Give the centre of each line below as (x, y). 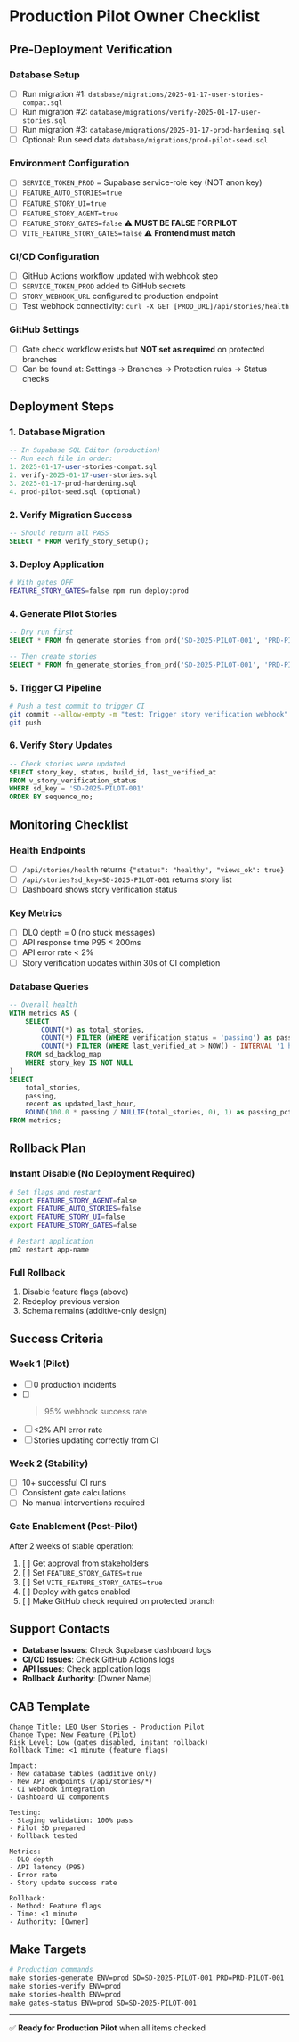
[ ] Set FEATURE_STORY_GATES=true (82, 1572)
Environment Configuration (69, 164)
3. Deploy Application (57, 564)
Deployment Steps (61, 407)
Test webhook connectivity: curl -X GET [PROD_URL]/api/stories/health (155, 306)
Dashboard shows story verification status (100, 889)
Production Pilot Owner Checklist (135, 16)
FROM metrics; (36, 1121)
